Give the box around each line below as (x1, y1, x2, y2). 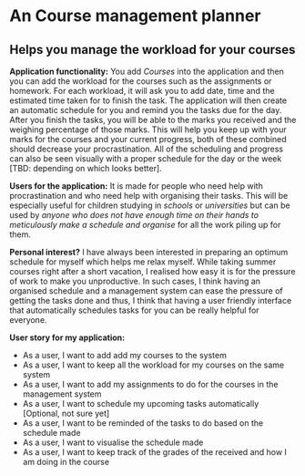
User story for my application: (9, 332, 126, 343)
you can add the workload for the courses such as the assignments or (9, 76, 272, 87)
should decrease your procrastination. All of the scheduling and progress (9, 143, 284, 154)
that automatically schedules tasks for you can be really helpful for (9, 305, 259, 316)
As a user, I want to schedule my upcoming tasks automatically (22, 398, 259, 409)
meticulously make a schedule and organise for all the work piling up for (9, 220, 281, 230)
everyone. (9, 315, 47, 325)
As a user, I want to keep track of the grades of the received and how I (22, 447, 287, 457)
